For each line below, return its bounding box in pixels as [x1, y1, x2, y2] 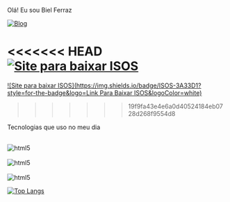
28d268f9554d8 [128, 109, 176, 117]
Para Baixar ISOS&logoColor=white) [99, 88, 202, 96]
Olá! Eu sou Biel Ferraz [7, 6, 72, 14]
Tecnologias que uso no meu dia [7, 123, 101, 131]
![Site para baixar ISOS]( [7, 81, 77, 90]
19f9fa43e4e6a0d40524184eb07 [128, 102, 224, 110]
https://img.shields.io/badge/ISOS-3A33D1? [76, 81, 202, 90]
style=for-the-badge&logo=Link [7, 88, 99, 96]
